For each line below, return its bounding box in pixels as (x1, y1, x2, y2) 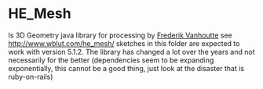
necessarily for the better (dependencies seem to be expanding (8, 55, 214, 65)
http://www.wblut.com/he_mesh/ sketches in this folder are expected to (8, 38, 240, 48)
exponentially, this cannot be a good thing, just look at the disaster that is (8, 63, 245, 73)
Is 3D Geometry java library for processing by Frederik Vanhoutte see (8, 30, 233, 40)
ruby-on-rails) (8, 72, 53, 81)
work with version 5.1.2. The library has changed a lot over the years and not (8, 47, 255, 56)
